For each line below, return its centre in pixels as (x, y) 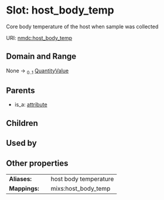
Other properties (37, 163)
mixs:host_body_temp (81, 188)
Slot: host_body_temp (60, 10)
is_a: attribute (31, 105)
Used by (21, 143)
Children (22, 123)
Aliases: (20, 179)
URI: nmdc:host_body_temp (39, 38)
